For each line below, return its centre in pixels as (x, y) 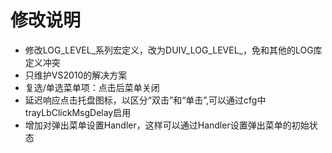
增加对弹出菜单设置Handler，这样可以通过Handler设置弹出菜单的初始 (167, 125)
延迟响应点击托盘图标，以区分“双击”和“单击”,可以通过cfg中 (145, 100)
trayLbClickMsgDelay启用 (78, 112)
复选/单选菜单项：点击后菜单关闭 (92, 87)
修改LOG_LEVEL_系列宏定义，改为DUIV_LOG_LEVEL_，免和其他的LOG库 (173, 50)
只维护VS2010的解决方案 (76, 75)
